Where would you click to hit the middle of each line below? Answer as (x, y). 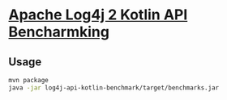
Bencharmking (59, 32)
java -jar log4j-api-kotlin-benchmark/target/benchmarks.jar (114, 87)
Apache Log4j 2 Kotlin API (98, 15)
